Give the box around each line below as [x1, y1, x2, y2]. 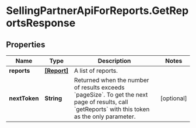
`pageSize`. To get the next [73, 91, 148, 98]
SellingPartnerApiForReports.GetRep [6, 4, 189, 17]
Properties [6, 40, 45, 49]
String [44, 94, 62, 102]
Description [97, 57, 131, 65]
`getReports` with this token [73, 105, 150, 113]
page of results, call [73, 98, 128, 106]
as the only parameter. [73, 112, 136, 120]
